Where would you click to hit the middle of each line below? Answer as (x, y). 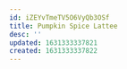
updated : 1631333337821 (54, 43)
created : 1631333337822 (54, 51)
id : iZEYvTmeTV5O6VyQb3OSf (59, 17)
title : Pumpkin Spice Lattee (63, 26)
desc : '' (25, 34)
